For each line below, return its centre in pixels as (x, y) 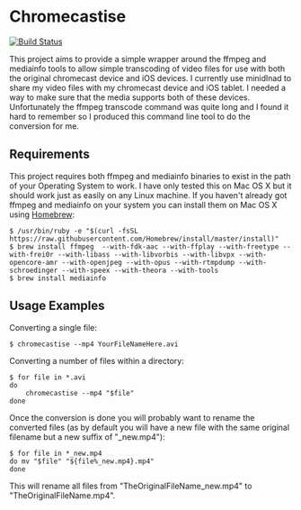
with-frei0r (31, 254)
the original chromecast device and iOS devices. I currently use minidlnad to (150, 77)
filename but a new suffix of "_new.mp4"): (87, 437)
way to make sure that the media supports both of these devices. (130, 97)
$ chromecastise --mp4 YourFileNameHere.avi (94, 344)
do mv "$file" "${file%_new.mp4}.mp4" (82, 461)
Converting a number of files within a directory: (97, 360)
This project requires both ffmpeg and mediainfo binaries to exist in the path (150, 176)
